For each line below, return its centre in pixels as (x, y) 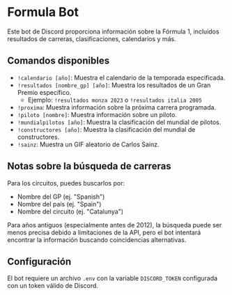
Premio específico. (44, 92)
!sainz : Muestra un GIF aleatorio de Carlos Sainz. (88, 144)
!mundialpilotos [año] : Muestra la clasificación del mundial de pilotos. (119, 122)
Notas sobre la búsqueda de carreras (90, 166)
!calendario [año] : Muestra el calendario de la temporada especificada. (121, 77)
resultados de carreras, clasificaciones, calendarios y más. (92, 38)
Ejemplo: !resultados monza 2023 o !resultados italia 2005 (115, 100)
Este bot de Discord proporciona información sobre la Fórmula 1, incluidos (113, 31)
